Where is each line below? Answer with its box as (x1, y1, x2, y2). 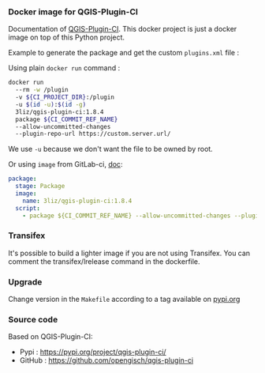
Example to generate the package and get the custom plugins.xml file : (8, 48, 240, 58)
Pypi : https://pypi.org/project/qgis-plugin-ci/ (19, 347, 167, 357)
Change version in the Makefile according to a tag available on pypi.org (8, 295, 241, 304)
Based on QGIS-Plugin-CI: (8, 332, 93, 341)
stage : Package (15, 183, 65, 190)
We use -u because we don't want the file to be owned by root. (8, 145, 213, 154)
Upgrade (8, 276, 43, 287)
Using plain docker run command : (8, 63, 121, 73)
